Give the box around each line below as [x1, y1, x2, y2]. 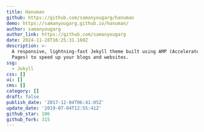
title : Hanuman [6, 9, 45, 15]
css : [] [6, 71, 26, 77]
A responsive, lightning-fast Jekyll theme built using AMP [12, 49, 167, 55]
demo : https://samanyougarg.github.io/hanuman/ [6, 20, 129, 26]
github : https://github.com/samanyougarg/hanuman [6, 15, 135, 21]
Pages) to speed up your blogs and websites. [12, 54, 129, 60]
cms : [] [6, 83, 26, 89]
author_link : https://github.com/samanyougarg [6, 32, 126, 38]
